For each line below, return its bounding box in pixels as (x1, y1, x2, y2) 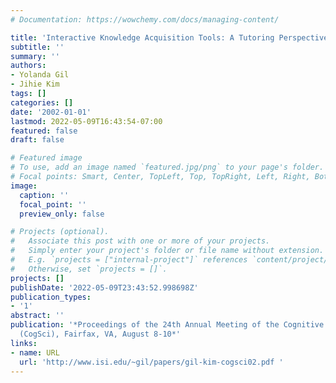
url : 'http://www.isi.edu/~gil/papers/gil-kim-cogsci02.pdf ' (19, 357, 284, 367)
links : (10, 338, 38, 348)
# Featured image (10, 153, 83, 163)
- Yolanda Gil (10, 70, 70, 80)
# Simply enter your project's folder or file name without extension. (10, 246, 325, 256)
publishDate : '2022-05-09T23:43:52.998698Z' (10, 282, 199, 293)
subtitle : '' (10, 42, 65, 52)
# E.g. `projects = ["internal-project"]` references (10, 255, 248, 265)
